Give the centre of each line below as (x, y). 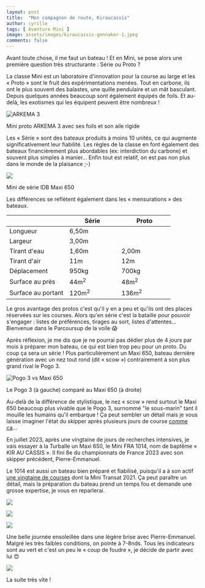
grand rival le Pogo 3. (33, 366)
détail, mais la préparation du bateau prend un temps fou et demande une (99, 484)
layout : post (23, 12)
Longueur (24, 231)
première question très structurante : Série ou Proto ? (73, 64)
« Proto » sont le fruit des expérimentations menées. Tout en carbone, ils (98, 83)
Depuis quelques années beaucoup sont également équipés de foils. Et (96, 96)
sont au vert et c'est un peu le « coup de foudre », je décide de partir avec (100, 549)
